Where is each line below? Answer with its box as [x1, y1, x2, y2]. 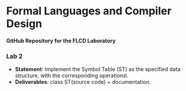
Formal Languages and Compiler [6, 4, 172, 18]
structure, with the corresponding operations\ [14, 72, 128, 79]
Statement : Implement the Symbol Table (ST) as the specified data [14, 66, 181, 73]
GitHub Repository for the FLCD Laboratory [6, 37, 116, 44]
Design [6, 17, 43, 31]
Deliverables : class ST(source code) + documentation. [14, 78, 151, 86]
